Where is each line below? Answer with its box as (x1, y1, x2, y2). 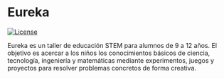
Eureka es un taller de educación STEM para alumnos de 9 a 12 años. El (7, 41, 218, 49)
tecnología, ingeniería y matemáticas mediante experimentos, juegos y (7, 56, 215, 64)
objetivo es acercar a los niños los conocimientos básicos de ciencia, (7, 49, 210, 57)
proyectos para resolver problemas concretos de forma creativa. (7, 63, 197, 72)
